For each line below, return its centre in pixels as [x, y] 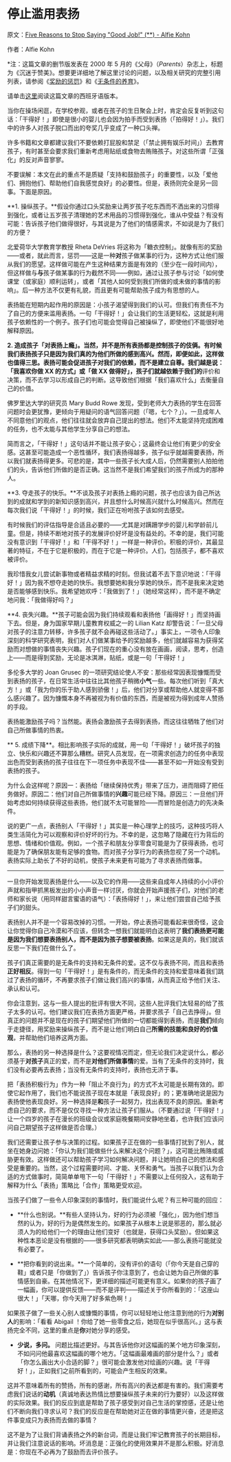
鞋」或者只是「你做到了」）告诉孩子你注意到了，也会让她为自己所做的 [115, 1272]
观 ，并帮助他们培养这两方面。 [49, 1037]
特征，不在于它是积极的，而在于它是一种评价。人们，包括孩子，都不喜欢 [121, 550]
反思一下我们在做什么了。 [43, 948]
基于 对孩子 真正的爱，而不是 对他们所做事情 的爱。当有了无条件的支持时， [115, 1061]
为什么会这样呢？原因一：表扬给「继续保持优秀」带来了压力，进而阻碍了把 [112, 785]
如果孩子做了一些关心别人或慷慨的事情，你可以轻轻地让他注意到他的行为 [109, 1313]
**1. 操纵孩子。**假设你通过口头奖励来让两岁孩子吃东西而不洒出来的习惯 [110, 206]
